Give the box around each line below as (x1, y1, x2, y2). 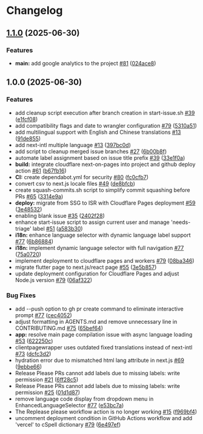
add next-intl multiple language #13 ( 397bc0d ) (15, 141, 131, 148)
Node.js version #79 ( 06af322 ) (15, 276, 93, 283)
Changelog (6, 4, 63, 18)
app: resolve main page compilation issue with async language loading (15, 330, 193, 338)
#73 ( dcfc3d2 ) (15, 350, 52, 357)
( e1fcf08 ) (15, 116, 38, 123)
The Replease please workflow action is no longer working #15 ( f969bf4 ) (15, 408, 198, 415)
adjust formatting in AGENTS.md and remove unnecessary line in (15, 318, 178, 325)
